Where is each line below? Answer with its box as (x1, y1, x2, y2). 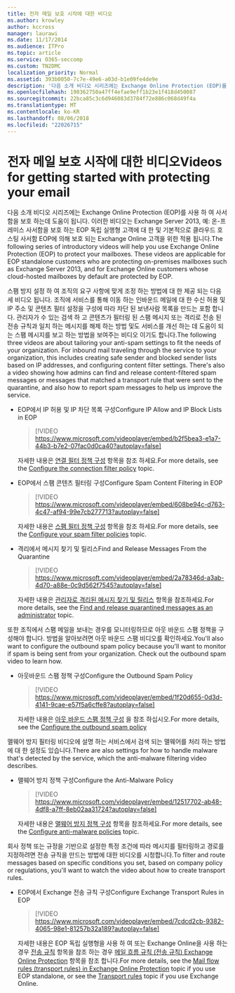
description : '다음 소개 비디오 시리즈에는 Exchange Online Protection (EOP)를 (7, 82, 227, 89)
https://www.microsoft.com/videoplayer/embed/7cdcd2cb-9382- (34, 917, 224, 926)
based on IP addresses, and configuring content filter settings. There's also (7, 361, 226, 370)
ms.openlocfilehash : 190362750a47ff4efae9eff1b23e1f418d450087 (7, 89, 196, 96)
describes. (7, 762, 39, 770)
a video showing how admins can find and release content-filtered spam (7, 368, 217, 377)
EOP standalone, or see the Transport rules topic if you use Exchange (17, 972, 219, 980)
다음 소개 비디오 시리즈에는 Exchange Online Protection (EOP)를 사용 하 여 (7, 208, 215, 216)
